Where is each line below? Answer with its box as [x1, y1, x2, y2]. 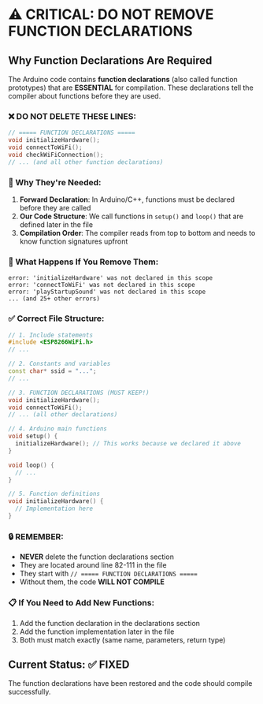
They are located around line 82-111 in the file [19, 561, 167, 570]
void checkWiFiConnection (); [8, 151, 104, 158]
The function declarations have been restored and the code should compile [8, 679, 253, 688]
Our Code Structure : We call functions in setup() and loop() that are [19, 211, 244, 221]
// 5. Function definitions [8, 490, 101, 498]
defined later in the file [19, 219, 93, 229]
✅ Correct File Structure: [8, 313, 105, 324]
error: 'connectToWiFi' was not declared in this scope [8, 281, 195, 289]
